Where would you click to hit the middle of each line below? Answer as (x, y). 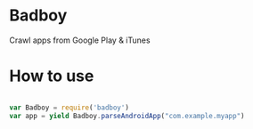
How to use (52, 76)
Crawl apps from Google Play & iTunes (80, 40)
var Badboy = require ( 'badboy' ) (69, 108)
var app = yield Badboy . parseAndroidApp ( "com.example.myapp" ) (127, 116)
